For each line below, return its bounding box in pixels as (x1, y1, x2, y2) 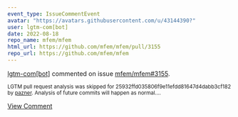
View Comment (7, 101, 53, 110)
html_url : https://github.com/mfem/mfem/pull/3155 (7, 43, 161, 50)
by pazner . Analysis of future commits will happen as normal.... (7, 89, 162, 96)
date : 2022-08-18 (7, 30, 59, 38)
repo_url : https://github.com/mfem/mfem (7, 50, 130, 57)
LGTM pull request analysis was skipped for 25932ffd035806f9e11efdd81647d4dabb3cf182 (7, 83, 232, 90)
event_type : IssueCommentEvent (7, 10, 100, 18)
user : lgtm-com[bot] (7, 23, 69, 30)
